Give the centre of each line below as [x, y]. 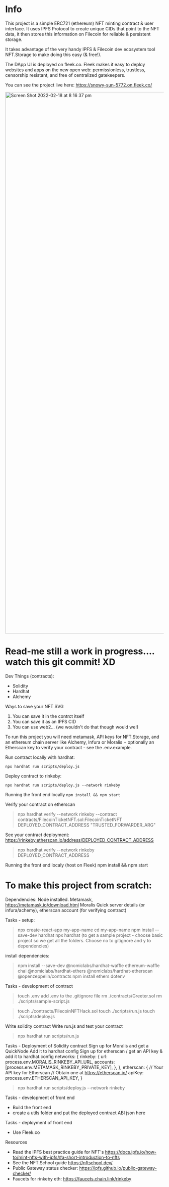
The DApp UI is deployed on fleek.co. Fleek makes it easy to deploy [75, 64]
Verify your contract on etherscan [40, 804]
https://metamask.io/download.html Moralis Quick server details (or [75, 905]
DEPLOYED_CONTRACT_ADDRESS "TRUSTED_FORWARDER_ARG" [87, 825]
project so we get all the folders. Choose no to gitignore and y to [84, 940]
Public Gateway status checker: [45, 1168]
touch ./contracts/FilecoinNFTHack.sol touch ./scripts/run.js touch [86, 1011]
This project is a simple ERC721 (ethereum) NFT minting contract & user [79, 23]
